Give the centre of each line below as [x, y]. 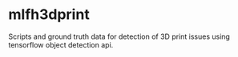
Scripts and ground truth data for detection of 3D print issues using [119, 36]
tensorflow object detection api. [61, 44]
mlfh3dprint [49, 15]
